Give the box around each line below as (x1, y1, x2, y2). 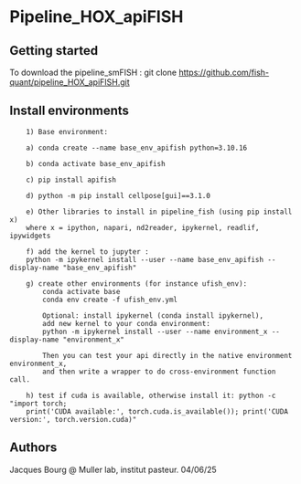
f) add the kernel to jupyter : (26, 247, 149, 257)
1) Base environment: (26, 127, 108, 136)
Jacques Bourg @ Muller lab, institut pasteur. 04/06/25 (9, 464, 217, 475)
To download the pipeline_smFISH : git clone (9, 67, 177, 78)
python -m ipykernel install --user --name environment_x (42, 327, 268, 336)
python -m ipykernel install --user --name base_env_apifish (26, 255, 263, 264)
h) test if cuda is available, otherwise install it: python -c (26, 391, 276, 400)
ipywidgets (9, 231, 51, 240)
